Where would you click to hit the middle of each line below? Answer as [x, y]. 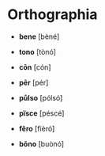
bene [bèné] [39, 36]
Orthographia [52, 15]
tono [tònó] [37, 51]
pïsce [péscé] [41, 113]
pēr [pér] [34, 82]
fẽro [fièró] [37, 128]
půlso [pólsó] [41, 97]
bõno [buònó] [41, 143]
